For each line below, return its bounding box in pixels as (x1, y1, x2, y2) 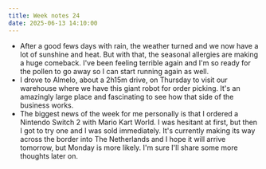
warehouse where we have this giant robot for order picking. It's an (19, 83, 241, 92)
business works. (19, 100, 74, 110)
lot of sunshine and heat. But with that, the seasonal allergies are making (19, 49, 259, 59)
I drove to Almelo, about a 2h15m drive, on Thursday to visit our (19, 75, 229, 84)
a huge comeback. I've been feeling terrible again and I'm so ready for (19, 57, 251, 68)
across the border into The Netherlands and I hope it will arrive (19, 134, 226, 143)
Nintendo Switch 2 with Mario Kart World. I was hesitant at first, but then (19, 117, 257, 127)
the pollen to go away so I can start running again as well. (19, 66, 209, 76)
